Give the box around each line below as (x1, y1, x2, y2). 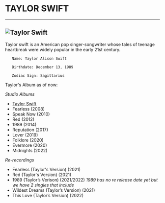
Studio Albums (5, 91, 35, 97)
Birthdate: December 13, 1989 (11, 65, 74, 69)
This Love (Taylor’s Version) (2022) (12, 192, 83, 198)
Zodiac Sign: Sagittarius (11, 73, 65, 78)
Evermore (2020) (12, 142, 48, 148)
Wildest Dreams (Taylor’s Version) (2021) (12, 187, 95, 193)
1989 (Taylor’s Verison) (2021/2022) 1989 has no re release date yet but (12, 177, 158, 182)
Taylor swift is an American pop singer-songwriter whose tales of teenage (5, 41, 155, 47)
